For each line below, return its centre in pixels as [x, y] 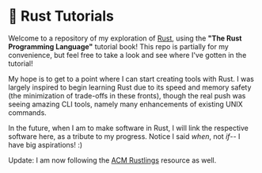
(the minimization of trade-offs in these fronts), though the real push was [127, 95]
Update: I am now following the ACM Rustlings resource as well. [112, 160]
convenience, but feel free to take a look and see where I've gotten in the [127, 55]
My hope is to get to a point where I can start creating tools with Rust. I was [131, 79]
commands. [28, 112]
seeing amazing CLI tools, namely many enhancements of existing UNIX [125, 104]
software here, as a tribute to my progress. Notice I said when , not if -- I [124, 136]
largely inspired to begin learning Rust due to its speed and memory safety [130, 87]
